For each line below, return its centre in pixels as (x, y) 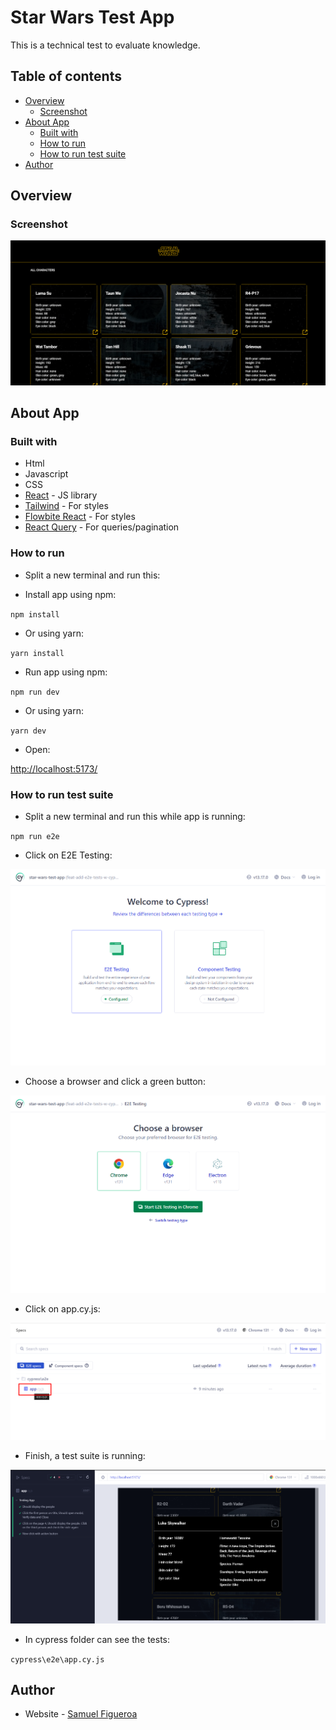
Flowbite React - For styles (80, 517)
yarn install (37, 653)
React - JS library (61, 495)
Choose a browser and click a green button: (115, 1081)
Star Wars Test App (92, 17)
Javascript (46, 474)
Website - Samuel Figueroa (81, 1714)
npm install (35, 614)
